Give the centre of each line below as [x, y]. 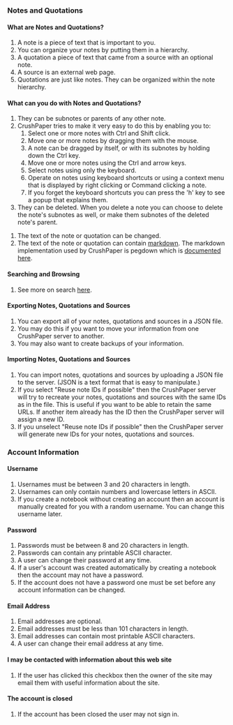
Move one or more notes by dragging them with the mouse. [113, 141]
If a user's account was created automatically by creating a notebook [117, 568]
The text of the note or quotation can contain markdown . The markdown [121, 244]
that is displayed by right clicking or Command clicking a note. [117, 185]
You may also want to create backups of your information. [100, 343]
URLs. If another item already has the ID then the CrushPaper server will [121, 412]
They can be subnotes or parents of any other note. [91, 119]
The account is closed [40, 698]
